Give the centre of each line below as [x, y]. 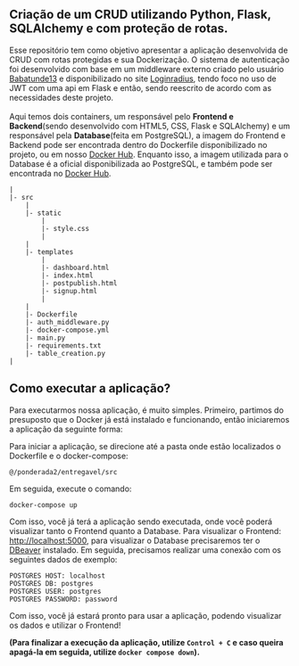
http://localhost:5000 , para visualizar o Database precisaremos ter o [135, 540]
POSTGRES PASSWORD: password [63, 599]
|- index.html [67, 275]
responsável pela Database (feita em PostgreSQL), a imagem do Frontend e [147, 135]
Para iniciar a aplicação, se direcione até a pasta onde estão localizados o [145, 446]
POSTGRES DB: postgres [51, 583]
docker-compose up [43, 505]
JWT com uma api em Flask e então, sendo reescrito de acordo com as [141, 87]
